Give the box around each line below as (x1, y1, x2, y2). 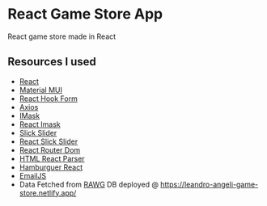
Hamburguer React (19, 162, 83, 172)
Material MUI (19, 85, 62, 95)
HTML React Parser (19, 153, 86, 163)
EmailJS (19, 170, 47, 180)
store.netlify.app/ (19, 187, 77, 198)
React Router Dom (19, 145, 81, 154)
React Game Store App (7, 5, 163, 23)
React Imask (19, 119, 61, 129)
